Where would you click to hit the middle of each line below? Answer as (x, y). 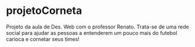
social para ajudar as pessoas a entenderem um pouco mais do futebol (92, 32)
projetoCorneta (44, 11)
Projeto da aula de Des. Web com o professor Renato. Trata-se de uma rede (97, 27)
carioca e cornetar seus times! (43, 39)
